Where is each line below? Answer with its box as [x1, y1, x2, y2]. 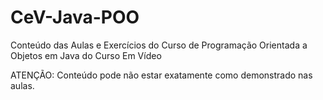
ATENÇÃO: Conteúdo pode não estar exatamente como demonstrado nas [10, 69, 313, 81]
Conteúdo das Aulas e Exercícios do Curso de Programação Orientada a [10, 39, 308, 51]
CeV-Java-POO [10, 6, 140, 29]
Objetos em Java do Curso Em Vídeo [10, 49, 162, 61]
